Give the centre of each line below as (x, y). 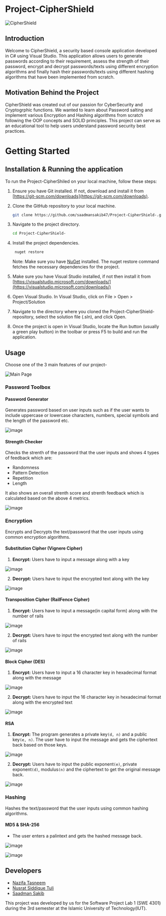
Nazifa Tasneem (29, 883)
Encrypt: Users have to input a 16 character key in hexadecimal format (84, 672)
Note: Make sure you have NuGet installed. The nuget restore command (86, 261)
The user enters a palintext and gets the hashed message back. (77, 835)
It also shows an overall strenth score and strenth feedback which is (75, 493)
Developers (23, 871)
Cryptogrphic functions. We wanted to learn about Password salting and (79, 110)
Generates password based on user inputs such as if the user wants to (77, 410)
